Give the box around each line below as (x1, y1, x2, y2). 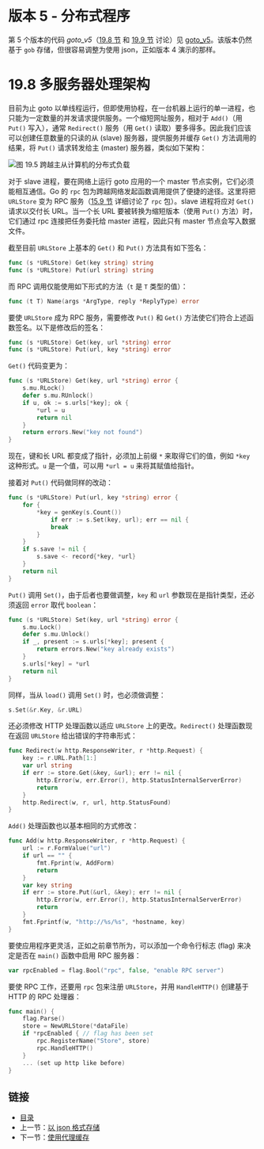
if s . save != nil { (22, 545, 87, 553)
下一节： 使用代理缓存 (19, 1132, 89, 1142)
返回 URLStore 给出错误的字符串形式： (14, 731, 138, 741)
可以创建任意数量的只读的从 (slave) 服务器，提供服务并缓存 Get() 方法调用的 (8, 132, 257, 143)
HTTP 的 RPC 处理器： (8, 991, 81, 1001)
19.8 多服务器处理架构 (8, 76, 150, 94)
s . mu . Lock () (22, 623, 62, 631)
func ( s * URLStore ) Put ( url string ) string (8, 266, 154, 274)
